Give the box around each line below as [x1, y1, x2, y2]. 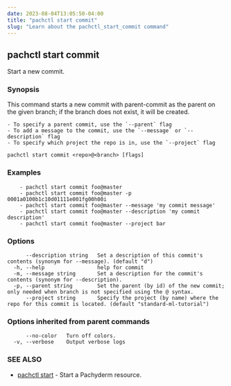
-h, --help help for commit [13, 264, 144, 271]
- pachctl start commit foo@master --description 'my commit [19, 208, 200, 215]
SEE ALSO [7, 355, 42, 364]
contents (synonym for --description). [7, 276, 123, 284]
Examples [7, 168, 42, 177]
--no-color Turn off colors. [25, 332, 117, 339]
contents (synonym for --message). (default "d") [7, 258, 154, 265]
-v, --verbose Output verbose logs [13, 339, 126, 346]
